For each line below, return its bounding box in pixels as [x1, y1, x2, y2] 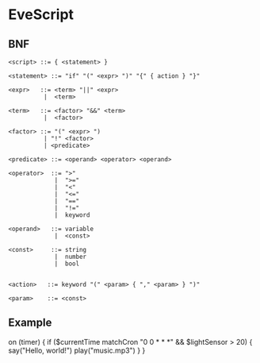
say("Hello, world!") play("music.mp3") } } [8, 346, 146, 355]
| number [54, 253, 87, 261]
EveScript [8, 6, 74, 24]
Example [8, 316, 52, 330]
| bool [54, 260, 80, 268]
